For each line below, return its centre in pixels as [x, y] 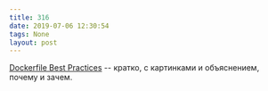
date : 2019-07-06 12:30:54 [59, 26]
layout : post [33, 42]
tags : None [29, 34]
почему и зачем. [41, 78]
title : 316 [29, 17]
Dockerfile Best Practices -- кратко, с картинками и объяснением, [134, 68]
